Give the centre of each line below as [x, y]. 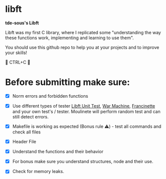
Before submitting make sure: [68, 82]
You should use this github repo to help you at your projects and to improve [82, 47]
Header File [24, 142]
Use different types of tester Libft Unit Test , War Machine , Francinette [84, 106]
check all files [26, 132]
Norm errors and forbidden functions [50, 96]
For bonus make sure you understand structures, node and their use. [83, 162]
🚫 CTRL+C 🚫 [18, 62]
